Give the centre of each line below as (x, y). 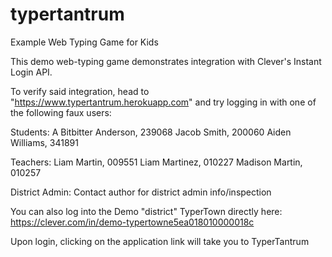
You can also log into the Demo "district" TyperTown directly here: (146, 211)
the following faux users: (61, 112)
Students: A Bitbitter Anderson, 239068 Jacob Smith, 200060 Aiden (151, 132)
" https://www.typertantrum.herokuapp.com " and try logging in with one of (163, 102)
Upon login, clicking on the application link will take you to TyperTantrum (160, 241)
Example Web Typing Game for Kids (84, 42)
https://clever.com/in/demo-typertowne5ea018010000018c (132, 222)
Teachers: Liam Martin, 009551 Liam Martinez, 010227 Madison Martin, (156, 162)
